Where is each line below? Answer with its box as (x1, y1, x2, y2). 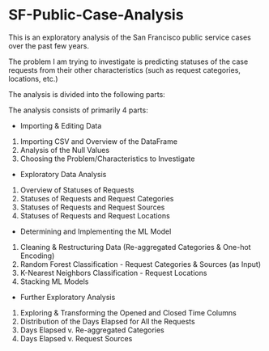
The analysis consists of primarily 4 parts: (8, 105, 148, 115)
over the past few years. (8, 40, 90, 50)
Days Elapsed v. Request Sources (19, 333, 133, 343)
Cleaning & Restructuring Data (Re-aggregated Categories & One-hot (19, 242, 251, 252)
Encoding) (19, 251, 55, 260)
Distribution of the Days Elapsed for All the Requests (19, 316, 196, 326)
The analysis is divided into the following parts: (8, 89, 166, 99)
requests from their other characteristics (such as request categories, (8, 65, 241, 74)
